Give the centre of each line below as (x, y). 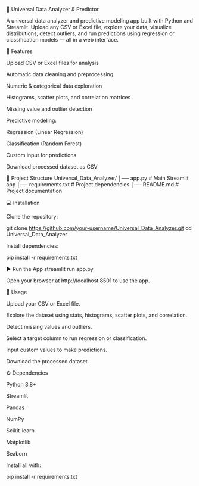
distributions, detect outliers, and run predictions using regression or (90, 33)
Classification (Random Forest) (44, 144)
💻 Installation (23, 203)
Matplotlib (18, 442)
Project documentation (34, 191)
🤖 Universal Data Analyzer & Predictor (53, 9)
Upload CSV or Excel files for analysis (53, 63)
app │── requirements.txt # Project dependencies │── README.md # (93, 184)
